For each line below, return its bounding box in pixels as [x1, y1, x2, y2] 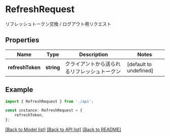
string [45, 64, 60, 71]
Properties [5, 36, 39, 44]
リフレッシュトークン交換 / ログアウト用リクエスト [5, 21, 111, 27]
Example [5, 85, 33, 94]
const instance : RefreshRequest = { [5, 108, 82, 113]
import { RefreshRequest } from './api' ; [5, 99, 94, 104]
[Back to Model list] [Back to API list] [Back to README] [5, 126, 121, 132]
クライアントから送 [65, 60, 111, 67]
